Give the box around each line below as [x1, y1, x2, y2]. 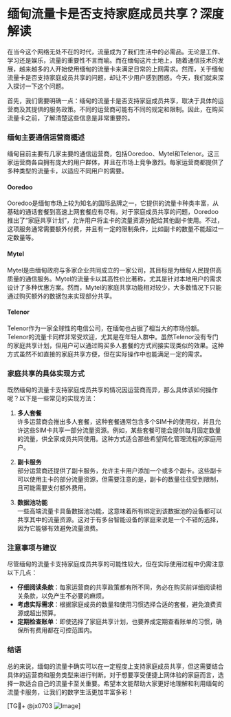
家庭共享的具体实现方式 [7, 369, 85, 378]
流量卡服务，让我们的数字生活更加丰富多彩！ [7, 687, 134, 696]
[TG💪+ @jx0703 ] [7, 701, 81, 709]
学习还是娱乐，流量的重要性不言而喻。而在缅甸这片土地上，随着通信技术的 [7, 56, 218, 64]
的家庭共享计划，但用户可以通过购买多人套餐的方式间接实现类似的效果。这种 [7, 341, 224, 350]
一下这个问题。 [25, 82, 67, 90]
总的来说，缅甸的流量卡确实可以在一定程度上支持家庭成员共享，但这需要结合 [7, 662, 224, 670]
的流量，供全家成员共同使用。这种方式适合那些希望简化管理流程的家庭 [16, 435, 217, 443]
